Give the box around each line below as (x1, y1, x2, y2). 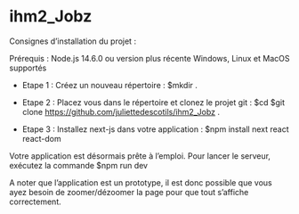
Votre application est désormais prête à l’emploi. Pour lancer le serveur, (9, 150, 271, 161)
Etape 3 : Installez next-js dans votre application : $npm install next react (21, 123, 289, 135)
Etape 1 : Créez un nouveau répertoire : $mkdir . (21, 79, 198, 90)
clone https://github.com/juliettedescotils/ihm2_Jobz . (21, 106, 221, 117)
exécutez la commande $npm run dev (9, 160, 149, 170)
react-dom (21, 133, 61, 144)
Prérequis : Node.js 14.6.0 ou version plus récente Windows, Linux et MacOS (9, 53, 290, 63)
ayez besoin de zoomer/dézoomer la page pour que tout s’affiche (9, 186, 249, 197)
